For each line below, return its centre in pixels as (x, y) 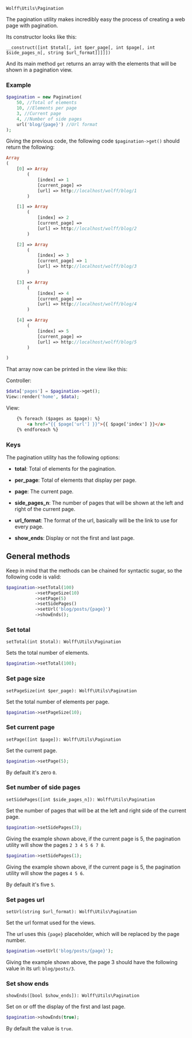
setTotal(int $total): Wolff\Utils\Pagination (64, 642)
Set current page (31, 727)
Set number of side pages (43, 787)
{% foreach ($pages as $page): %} (58, 419)
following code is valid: (34, 577)
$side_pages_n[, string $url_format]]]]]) (58, 53)
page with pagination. (32, 25)
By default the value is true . (39, 1028)
